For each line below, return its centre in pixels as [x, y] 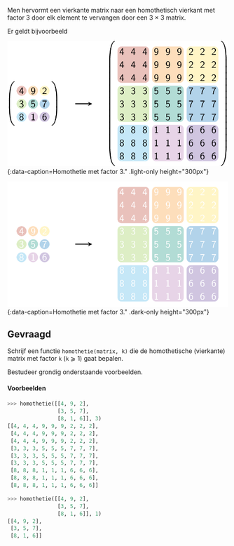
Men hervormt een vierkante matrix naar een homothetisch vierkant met [111, 10]
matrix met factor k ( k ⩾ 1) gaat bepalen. [66, 359]
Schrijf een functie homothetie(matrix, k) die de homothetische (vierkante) [116, 351]
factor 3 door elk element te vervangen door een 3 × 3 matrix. [97, 18]
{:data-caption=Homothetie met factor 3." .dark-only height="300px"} [109, 312]
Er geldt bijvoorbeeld [37, 31]
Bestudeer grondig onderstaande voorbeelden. [75, 372]
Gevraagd [29, 334]
